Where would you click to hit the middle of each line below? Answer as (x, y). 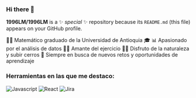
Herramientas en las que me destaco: (60, 76)
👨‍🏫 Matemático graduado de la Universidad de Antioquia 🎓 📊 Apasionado (97, 40)
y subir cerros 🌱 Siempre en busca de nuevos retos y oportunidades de (92, 55)
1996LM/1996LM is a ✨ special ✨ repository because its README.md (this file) (98, 22)
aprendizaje (20, 61)
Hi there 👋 (20, 9)
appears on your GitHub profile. (44, 29)
